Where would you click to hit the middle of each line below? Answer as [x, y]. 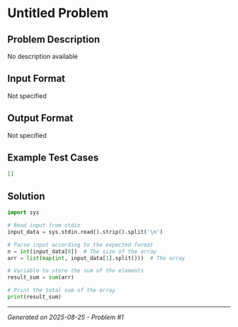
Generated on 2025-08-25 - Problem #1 [66, 317]
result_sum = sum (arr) [41, 278]
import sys [23, 213]
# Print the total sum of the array [61, 290]
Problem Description [54, 39]
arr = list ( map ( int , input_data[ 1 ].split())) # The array [96, 258]
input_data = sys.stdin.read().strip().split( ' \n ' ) [85, 232]
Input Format [36, 79]
